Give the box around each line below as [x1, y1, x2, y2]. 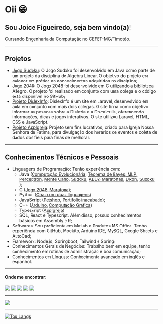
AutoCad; [12, 233, 32, 239]
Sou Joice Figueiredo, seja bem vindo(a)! [5, 23, 131, 32]
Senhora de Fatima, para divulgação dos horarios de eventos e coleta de [12, 129, 158, 135]
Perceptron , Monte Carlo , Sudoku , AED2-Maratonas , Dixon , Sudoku [19, 176, 155, 182]
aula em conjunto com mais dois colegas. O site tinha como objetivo [12, 103, 148, 109]
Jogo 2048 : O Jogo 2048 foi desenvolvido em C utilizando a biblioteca [12, 83, 154, 89]
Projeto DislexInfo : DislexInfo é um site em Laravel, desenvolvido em [12, 98, 149, 104]
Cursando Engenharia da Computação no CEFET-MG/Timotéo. [5, 36, 130, 42]
